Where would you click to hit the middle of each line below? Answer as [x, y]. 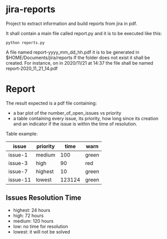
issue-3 [18, 163]
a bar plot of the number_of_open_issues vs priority [67, 113]
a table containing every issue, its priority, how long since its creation [86, 118]
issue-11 [20, 179]
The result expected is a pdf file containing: [51, 103]
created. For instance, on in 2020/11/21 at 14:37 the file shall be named [79, 63]
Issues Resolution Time [44, 198]
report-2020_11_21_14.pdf [32, 68]
